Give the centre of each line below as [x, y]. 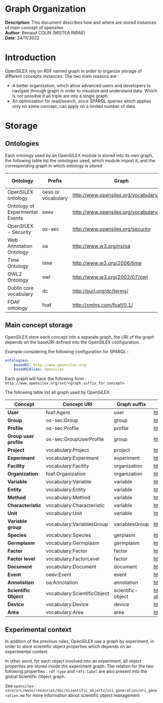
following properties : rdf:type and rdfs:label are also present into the [76, 671]
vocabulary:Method [68, 497]
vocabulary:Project [67, 450]
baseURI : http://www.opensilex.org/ [51, 365]
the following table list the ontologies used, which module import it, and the [80, 160]
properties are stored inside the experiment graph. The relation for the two [79, 666]
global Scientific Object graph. [35, 677]
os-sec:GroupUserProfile [75, 439]
